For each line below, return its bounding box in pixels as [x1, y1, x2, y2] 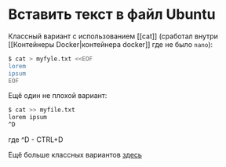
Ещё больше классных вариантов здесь [8, 151, 143, 160]
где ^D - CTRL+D [8, 135, 64, 144]
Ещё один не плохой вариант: [8, 91, 108, 100]
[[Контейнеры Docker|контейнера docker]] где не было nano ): [8, 39, 213, 49]
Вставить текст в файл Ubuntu [8, 5, 216, 24]
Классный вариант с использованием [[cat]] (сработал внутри [8, 31, 218, 41]
